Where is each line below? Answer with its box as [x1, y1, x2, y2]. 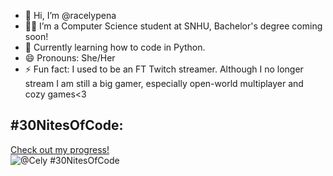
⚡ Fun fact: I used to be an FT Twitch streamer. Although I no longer [24, 63, 304, 75]
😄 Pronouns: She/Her [24, 52, 116, 64]
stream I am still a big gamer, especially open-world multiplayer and [24, 78, 304, 89]
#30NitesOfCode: [10, 117, 124, 134]
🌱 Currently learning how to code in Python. [24, 41, 206, 53]
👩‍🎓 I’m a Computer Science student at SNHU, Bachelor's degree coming [24, 20, 323, 32]
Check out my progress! [10, 143, 110, 155]
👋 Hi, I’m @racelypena [24, 10, 117, 21]
